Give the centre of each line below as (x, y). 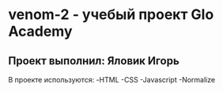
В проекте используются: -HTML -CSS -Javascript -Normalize (112, 80)
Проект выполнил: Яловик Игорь (94, 61)
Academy (40, 31)
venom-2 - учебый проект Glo (111, 15)
